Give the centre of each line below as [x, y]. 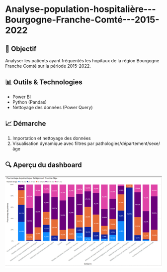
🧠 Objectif [21, 49]
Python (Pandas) [30, 102]
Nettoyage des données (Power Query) [52, 107]
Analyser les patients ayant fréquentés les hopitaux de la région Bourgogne [82, 61]
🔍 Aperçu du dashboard [43, 165]
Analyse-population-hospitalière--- [81, 9]
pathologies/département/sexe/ [128, 143]
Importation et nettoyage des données [51, 138]
